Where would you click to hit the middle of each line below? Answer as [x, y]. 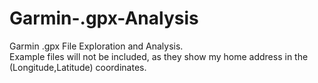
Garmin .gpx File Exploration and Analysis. [96, 46]
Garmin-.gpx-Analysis [104, 18]
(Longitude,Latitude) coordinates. [78, 67]
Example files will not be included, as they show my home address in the [159, 56]
